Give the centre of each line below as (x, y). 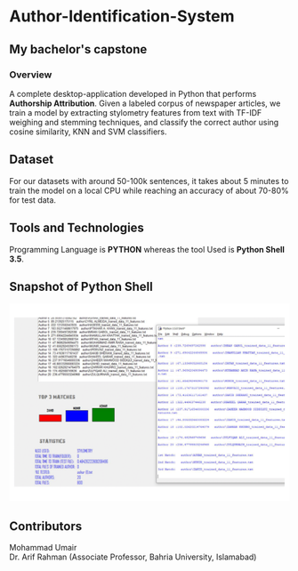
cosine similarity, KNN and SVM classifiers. (88, 132)
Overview (31, 75)
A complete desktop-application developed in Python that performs (133, 93)
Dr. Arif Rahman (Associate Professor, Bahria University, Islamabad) (133, 557)
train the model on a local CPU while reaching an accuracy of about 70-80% (149, 190)
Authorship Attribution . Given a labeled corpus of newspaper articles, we (145, 103)
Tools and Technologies (77, 228)
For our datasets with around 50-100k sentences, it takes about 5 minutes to (149, 181)
